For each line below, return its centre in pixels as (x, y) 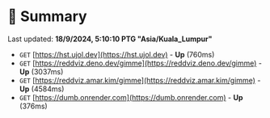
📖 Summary (47, 17)
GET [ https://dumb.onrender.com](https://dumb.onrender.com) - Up (131, 97)
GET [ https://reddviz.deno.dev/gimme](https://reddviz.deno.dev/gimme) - (141, 63)
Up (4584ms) (42, 89)
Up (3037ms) (41, 71)
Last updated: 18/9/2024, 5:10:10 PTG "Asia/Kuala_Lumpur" (110, 39)
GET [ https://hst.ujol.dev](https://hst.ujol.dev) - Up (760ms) (117, 54)
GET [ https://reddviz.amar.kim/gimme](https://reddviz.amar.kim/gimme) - (140, 80)
